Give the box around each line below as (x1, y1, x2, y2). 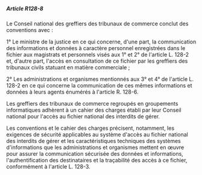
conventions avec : (6, 26, 53, 33)
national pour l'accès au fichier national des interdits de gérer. (6, 112, 160, 120)
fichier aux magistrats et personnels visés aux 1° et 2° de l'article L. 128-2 (6, 51, 189, 58)
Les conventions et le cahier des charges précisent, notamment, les (6, 124, 175, 132)
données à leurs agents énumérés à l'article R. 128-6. (6, 88, 139, 95)
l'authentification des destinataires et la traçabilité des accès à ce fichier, (6, 156, 188, 164)
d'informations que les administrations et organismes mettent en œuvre (6, 144, 185, 151)
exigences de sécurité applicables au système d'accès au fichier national (6, 130, 188, 138)
